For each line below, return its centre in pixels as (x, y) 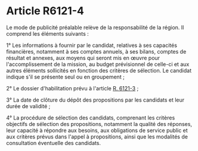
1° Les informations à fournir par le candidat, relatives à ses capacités (92, 45)
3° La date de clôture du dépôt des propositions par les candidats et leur (95, 100)
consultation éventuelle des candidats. (54, 143)
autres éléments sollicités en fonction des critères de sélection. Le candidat (99, 70)
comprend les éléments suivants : (48, 33)
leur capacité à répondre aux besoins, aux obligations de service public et (97, 130)
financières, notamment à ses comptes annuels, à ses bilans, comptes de (96, 51)
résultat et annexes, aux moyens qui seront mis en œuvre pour (83, 58)
